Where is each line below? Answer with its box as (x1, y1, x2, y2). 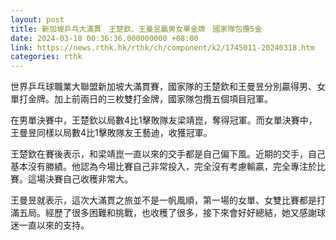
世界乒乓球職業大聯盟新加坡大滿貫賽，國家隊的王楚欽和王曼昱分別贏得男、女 (10, 81, 326, 93)
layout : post (10, 14, 65, 25)
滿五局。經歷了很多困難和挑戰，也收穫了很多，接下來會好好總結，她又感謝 (10, 207, 317, 219)
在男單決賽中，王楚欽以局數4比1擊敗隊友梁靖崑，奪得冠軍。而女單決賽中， (10, 114, 318, 126)
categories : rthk (10, 52, 83, 62)
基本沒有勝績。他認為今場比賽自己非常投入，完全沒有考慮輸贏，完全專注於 (10, 161, 317, 173)
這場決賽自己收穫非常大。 (27, 173, 133, 185)
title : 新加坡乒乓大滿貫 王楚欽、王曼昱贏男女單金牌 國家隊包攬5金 (10, 24, 263, 34)
